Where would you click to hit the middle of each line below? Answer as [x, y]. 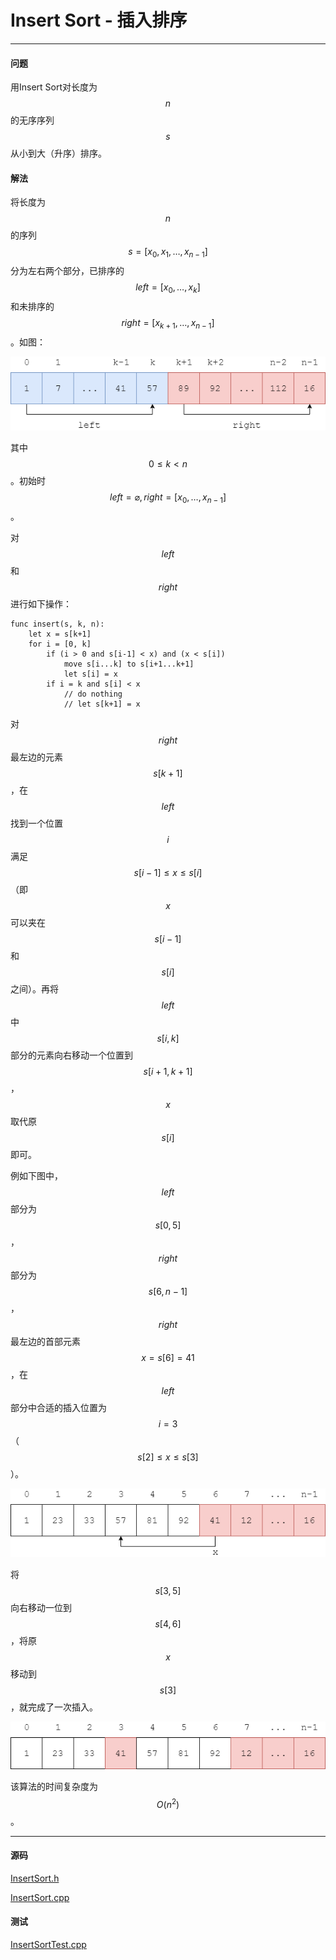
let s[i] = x [90, 674]
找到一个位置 [36, 823]
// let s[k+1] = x [102, 704]
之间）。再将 [34, 988]
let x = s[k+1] [60, 634]
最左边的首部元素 [45, 1341]
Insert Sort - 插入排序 [99, 20]
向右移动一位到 [41, 1607]
